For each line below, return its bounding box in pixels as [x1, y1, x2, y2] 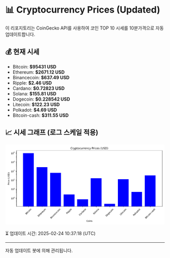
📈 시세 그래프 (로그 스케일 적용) [5, 128, 99, 137]
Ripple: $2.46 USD [12, 80, 52, 86]
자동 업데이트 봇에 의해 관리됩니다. [5, 247, 73, 253]
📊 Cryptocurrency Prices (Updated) [5, 4, 160, 16]
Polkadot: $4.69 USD [12, 107, 57, 113]
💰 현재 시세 [5, 48, 39, 56]
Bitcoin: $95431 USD [12, 63, 57, 70]
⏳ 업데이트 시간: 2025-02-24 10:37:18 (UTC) [5, 230, 96, 236]
